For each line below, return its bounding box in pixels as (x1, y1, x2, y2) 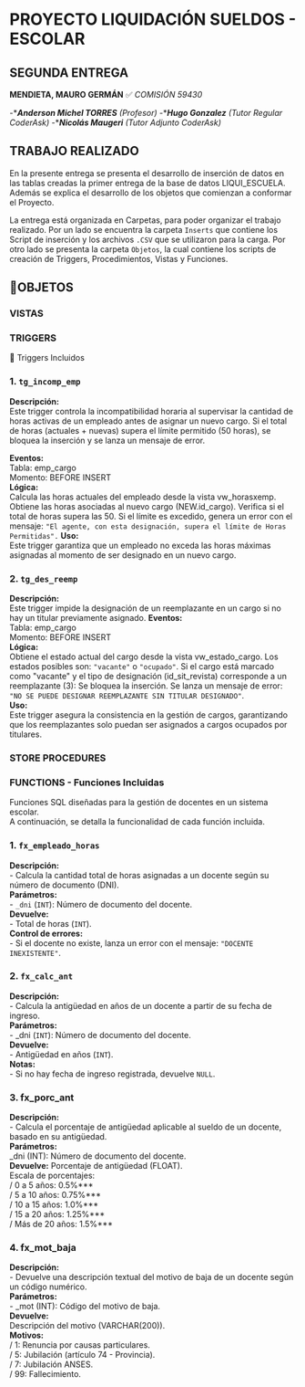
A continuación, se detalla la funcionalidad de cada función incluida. (9, 816, 266, 827)
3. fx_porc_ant (9, 1091, 75, 1104)
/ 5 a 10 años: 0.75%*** (9, 1190, 102, 1201)
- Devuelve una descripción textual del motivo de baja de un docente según (9, 1272, 294, 1283)
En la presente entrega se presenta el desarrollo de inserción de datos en (9, 167, 285, 178)
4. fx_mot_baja (9, 1242, 76, 1255)
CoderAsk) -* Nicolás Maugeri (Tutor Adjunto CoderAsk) (9, 117, 221, 128)
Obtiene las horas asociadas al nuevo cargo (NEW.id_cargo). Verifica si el (9, 500, 285, 511)
